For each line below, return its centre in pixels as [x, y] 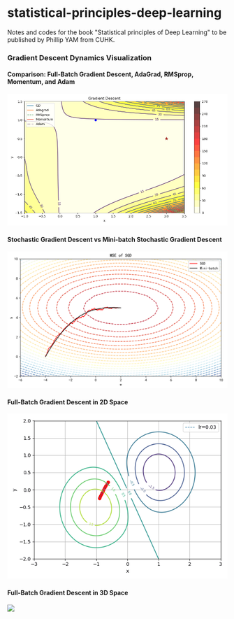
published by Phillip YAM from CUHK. [61, 39]
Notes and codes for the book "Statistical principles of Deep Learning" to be [117, 32]
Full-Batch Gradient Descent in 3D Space [68, 592]
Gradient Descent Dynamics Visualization [80, 57]
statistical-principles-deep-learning [115, 13]
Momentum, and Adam [41, 82]
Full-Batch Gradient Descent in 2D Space [68, 402]
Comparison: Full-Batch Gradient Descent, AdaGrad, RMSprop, [101, 74]
